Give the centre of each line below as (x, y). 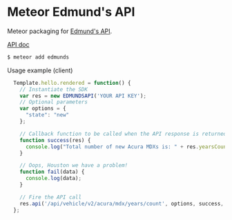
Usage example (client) (40, 70)
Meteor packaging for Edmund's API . (60, 31)
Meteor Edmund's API (71, 12)
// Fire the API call (50, 197)
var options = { (43, 109)
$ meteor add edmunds (38, 57)
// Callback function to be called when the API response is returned (123, 134)
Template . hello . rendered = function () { (72, 83)
